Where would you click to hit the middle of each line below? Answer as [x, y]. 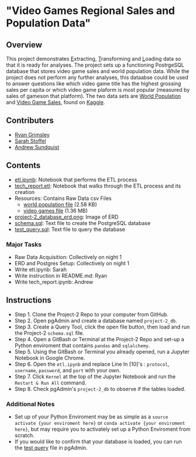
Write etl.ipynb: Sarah [41, 269]
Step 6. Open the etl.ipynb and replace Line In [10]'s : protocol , [92, 364]
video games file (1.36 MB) [55, 210]
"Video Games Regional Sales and [91, 11]
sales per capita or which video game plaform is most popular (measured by [98, 90]
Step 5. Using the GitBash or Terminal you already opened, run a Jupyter [102, 351]
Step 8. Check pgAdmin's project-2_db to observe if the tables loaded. [100, 389]
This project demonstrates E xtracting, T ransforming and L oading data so [94, 59]
